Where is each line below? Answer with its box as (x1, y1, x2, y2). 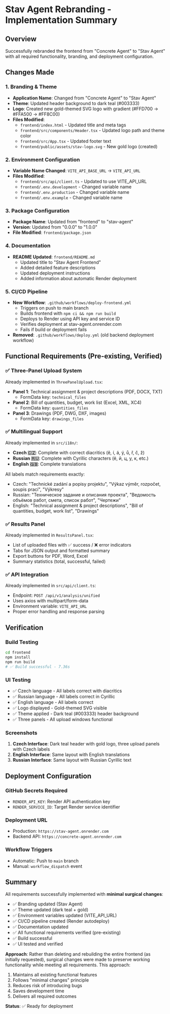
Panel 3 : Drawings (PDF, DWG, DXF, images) (12, 410, 107, 416)
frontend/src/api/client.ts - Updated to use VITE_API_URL (20, 178, 147, 184)
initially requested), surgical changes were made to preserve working (5, 957, 150, 963)
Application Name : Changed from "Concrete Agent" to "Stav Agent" (12, 95, 156, 101)
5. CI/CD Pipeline (5, 288, 48, 295)
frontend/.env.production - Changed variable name (20, 189, 129, 195)
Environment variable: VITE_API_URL (12, 603, 87, 610)
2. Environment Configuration (5, 156, 80, 163)
